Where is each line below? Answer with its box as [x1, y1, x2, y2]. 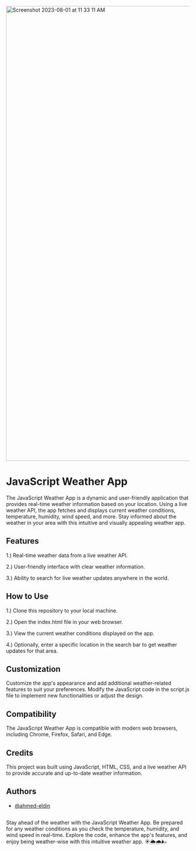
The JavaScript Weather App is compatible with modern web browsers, [6, 724, 178, 732]
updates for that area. [6, 647, 58, 654]
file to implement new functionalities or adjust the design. [6, 692, 144, 699]
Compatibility [6, 709, 57, 719]
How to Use [6, 592, 49, 601]
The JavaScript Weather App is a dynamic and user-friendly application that [6, 494, 189, 501]
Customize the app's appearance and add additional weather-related [6, 679, 171, 687]
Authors [6, 787, 37, 797]
